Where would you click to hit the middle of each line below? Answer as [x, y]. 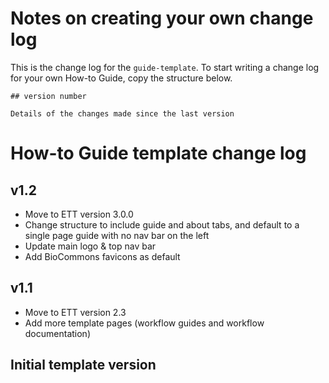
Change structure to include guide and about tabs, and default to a [162, 224]
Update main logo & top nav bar [90, 246]
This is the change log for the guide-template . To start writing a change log [165, 67]
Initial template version [83, 365]
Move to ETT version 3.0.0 [79, 214]
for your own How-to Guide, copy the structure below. [121, 78]
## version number [48, 96]
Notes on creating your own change [162, 18]
